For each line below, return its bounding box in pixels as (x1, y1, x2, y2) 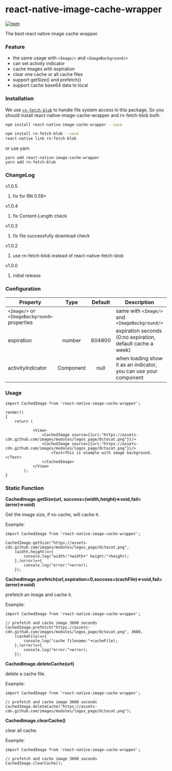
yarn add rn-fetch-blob (5, 160, 56, 165)
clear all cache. (5, 727, 37, 734)
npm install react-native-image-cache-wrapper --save (5, 122, 123, 127)
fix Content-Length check (12, 213, 68, 219)
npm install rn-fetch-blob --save (5, 131, 79, 136)
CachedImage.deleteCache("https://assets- (5, 704, 97, 709)
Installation (5, 95, 34, 102)
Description (124, 298, 155, 306)
